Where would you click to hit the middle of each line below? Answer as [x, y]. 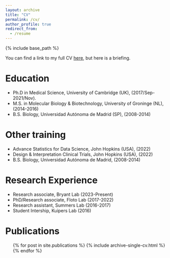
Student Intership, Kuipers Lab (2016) [52, 210]
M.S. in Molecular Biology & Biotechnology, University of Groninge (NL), [88, 103]
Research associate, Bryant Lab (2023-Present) [63, 194]
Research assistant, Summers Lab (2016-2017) [62, 205]
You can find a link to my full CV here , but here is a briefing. [68, 58]
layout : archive [22, 10]
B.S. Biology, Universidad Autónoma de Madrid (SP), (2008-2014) [82, 114]
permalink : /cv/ [22, 19]
